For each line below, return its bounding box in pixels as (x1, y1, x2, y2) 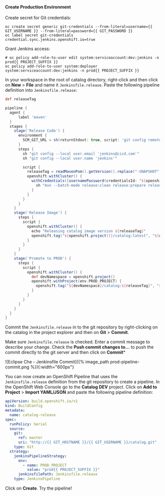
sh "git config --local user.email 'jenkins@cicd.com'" (23, 151, 139, 156)
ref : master (18, 435, 43, 441)
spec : (5, 417, 16, 422)
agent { (9, 110, 26, 115)
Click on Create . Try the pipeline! (5, 485, 72, 491)
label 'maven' (18, 114, 48, 120)
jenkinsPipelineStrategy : (14, 453, 67, 459)
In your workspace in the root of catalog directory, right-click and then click (5, 77, 158, 83)
